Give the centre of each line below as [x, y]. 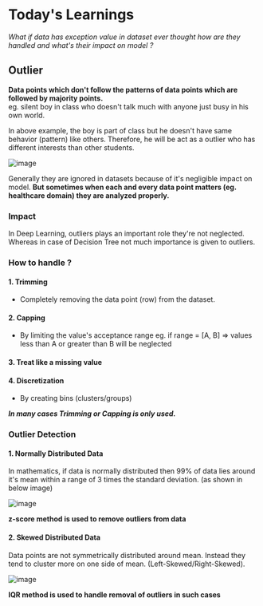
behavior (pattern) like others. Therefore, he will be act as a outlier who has [132, 139]
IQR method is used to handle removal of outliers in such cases [114, 594]
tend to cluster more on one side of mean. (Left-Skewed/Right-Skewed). [127, 564]
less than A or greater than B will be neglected [96, 344]
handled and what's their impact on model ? [81, 45]
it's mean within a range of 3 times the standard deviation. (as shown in [126, 480]
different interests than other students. [71, 147]
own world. [27, 115]
